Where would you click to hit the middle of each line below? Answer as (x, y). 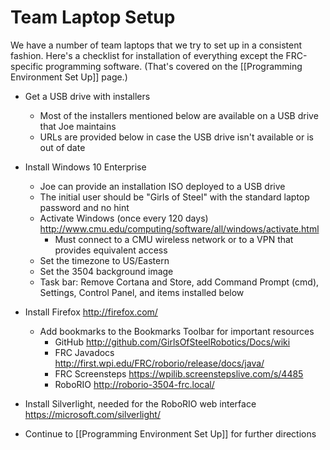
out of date (62, 147)
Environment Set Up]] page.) (69, 77)
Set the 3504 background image (106, 271)
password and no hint (84, 207)
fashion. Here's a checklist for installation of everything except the (147, 55)
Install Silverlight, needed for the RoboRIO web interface (140, 403)
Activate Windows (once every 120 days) (124, 218)
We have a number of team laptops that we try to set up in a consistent (156, 45)
